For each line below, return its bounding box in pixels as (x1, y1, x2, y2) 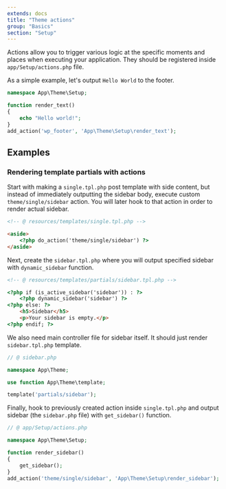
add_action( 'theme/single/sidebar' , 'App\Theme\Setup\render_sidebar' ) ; (7, 475, 220, 482)
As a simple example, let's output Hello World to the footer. (7, 76, 174, 85)
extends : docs (7, 10, 48, 17)
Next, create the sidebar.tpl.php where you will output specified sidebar (7, 256, 214, 264)
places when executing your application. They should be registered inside (7, 56, 216, 64)
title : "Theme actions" (7, 17, 76, 23)
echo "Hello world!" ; (19, 114, 81, 121)
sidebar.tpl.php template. (7, 340, 82, 348)
